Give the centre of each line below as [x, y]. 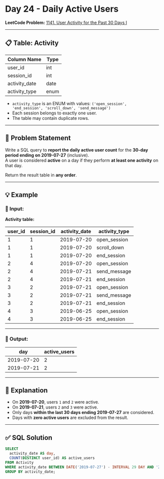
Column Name [24, 59]
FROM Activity [20, 462]
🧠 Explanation [26, 390]
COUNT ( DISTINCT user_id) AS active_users [52, 458]
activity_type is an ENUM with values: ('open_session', [69, 103]
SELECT [12, 449]
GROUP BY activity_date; [30, 472]
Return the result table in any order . [41, 175]
